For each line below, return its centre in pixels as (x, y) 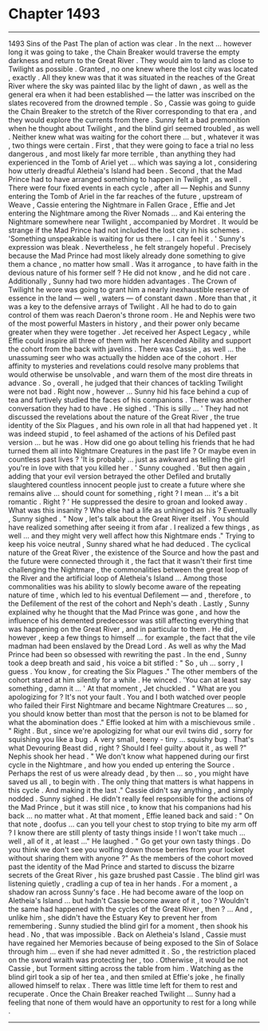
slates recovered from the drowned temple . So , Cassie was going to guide (132, 103)
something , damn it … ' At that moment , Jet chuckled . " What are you (125, 688)
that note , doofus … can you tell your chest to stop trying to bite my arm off (133, 824)
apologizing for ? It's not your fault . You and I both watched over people (127, 696)
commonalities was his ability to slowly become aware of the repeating (125, 586)
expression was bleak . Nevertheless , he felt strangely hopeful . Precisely (130, 247)
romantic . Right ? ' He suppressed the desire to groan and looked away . (128, 502)
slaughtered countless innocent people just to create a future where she (127, 485)
